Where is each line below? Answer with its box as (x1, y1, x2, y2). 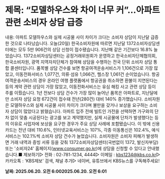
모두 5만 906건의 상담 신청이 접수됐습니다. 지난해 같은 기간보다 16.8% (18, 46, 153, 52)
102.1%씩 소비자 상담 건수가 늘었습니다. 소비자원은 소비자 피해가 (22, 133, 145, 139)
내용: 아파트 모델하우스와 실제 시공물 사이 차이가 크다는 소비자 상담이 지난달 (5, 34, 150, 40)
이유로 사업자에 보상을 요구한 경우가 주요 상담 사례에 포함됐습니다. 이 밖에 (10, 121, 151, 127)
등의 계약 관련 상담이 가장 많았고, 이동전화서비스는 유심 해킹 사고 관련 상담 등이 (5, 84, 156, 89)
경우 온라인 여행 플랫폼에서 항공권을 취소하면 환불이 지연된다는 (37, 77, 158, 83)
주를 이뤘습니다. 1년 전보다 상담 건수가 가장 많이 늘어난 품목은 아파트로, (5, 89, 141, 95)
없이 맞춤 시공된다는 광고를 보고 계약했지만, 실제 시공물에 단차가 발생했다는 (10, 114, 154, 120)
